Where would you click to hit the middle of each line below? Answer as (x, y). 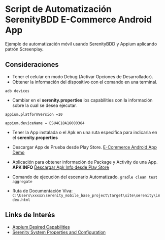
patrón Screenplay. (24, 49)
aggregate (22, 182)
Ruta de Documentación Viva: (42, 191)
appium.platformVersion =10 (34, 114)
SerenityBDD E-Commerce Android (79, 20)
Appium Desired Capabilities (41, 227)
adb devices (17, 91)
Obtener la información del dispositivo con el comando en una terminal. (85, 82)
